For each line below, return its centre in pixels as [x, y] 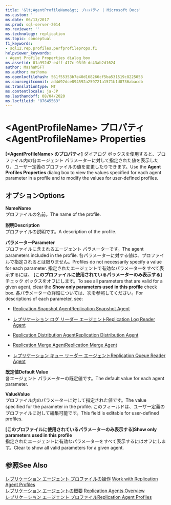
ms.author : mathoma [26, 72]
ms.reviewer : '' [23, 29]
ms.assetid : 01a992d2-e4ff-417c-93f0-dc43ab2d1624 [60, 63]
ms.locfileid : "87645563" [33, 101]
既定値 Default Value [27, 372]
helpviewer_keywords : [28, 53]
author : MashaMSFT [25, 67]
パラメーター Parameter [30, 242]
